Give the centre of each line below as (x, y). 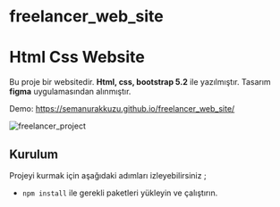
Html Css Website (77, 58)
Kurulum (34, 154)
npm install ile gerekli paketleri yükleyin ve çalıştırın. (120, 193)
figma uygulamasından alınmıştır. (70, 92)
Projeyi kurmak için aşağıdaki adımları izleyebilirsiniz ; (108, 175)
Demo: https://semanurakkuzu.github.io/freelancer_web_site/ (122, 109)
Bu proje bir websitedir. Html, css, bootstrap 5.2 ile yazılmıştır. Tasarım (140, 82)
